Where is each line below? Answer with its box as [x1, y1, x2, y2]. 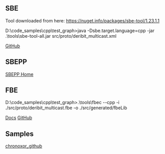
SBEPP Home [5, 71, 34, 77]
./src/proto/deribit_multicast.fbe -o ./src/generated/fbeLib [5, 105, 127, 111]
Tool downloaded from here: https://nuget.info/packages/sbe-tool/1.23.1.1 [5, 17, 160, 23]
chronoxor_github [5, 143, 42, 149]
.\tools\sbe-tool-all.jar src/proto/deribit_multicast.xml [5, 33, 116, 39]
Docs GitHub [5, 115, 32, 121]
